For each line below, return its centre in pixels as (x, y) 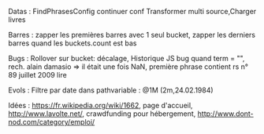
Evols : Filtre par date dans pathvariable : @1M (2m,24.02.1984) (111, 90)
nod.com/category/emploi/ (52, 122)
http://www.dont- (225, 114)
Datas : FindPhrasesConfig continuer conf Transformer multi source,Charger (132, 11)
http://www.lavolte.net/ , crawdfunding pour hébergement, (102, 114)
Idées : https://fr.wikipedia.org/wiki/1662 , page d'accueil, (100, 105)
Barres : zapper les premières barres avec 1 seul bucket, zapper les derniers (132, 35)
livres (17, 20)
